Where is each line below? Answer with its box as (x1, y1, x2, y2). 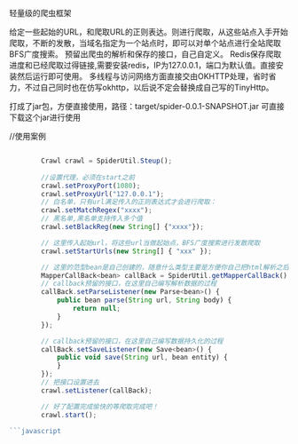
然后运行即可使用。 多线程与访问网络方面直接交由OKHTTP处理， (16, 71, 254, 82)
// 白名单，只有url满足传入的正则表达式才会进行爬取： (41, 198, 217, 207)
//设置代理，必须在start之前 (41, 172, 136, 182)
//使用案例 (9, 131, 47, 141)
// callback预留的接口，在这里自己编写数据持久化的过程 (41, 337, 223, 345)
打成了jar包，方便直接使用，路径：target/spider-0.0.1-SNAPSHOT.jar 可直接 (9, 101, 286, 111)
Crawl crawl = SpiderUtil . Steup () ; (41, 156, 173, 165)
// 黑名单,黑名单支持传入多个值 (41, 214, 144, 224)
